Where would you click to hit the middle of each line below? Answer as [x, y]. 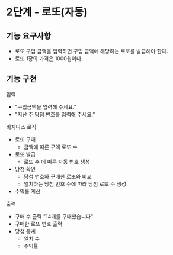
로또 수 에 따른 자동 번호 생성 [57, 162]
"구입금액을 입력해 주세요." [46, 106]
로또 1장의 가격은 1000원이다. [49, 59]
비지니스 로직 [21, 127]
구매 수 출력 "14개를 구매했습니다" [54, 216]
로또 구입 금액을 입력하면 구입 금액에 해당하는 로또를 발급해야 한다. [91, 51]
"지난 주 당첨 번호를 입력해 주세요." [55, 114]
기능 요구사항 [29, 36]
